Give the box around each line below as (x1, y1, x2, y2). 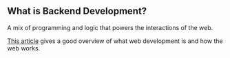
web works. (7, 44, 41, 52)
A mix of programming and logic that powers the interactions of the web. (7, 23, 213, 31)
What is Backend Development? (7, 5, 147, 17)
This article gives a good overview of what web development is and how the (7, 37, 224, 45)
